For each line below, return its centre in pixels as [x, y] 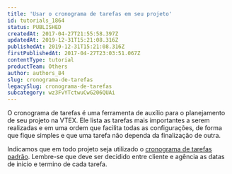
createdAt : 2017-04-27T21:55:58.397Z [63, 34]
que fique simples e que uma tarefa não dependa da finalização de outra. [114, 136]
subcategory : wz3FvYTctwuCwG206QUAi [61, 93]
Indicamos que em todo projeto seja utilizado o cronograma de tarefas [110, 149]
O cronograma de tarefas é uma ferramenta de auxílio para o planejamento [116, 113]
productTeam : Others [38, 66]
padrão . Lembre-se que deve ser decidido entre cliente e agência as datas [116, 157]
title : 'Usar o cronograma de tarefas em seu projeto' [90, 14]
